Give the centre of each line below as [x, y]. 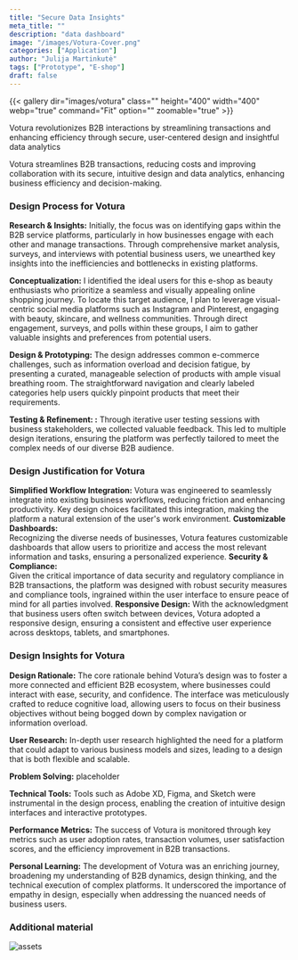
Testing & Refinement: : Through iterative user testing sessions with [135, 419]
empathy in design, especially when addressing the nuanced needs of [138, 894]
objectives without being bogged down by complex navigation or [128, 713]
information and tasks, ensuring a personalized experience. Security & [139, 557]
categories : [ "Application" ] [63, 51]
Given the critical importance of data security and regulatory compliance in [147, 575]
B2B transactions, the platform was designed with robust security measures [148, 585]
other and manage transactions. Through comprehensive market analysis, [145, 244]
